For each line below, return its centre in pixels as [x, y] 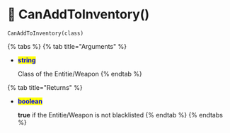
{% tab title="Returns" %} [45, 87]
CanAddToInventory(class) [45, 33]
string [27, 60]
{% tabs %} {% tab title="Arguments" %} [67, 46]
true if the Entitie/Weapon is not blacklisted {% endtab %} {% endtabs [120, 115]
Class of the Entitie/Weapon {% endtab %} [80, 74]
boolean [30, 101]
